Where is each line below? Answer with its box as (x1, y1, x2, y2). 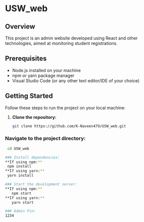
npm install (7, 164, 32, 169)
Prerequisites (5, 55, 47, 63)
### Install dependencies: (5, 155, 60, 160)
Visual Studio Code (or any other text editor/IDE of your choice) (12, 77, 140, 83)
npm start (11, 191, 32, 196)
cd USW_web (7, 146, 29, 151)
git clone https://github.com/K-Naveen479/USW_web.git (12, 124, 126, 129)
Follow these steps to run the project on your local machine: (5, 105, 125, 111)
